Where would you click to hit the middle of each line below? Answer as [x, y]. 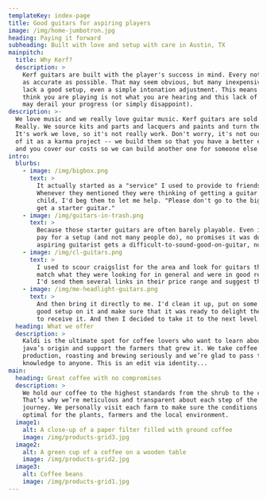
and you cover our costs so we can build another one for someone [128, 149]
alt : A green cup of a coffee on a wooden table [104, 452]
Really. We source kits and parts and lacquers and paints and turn [131, 126]
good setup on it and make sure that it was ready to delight [142, 311]
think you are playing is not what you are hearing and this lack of [140, 97]
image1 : [28, 422]
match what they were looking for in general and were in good [143, 274]
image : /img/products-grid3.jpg [76, 437]
